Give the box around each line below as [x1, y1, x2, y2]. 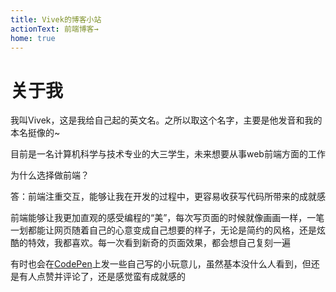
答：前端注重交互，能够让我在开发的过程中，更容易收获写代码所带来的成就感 [10, 191, 326, 203]
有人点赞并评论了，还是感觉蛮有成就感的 [18, 271, 186, 283]
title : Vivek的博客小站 [10, 14, 102, 25]
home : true [10, 33, 56, 43]
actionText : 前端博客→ [10, 24, 99, 34]
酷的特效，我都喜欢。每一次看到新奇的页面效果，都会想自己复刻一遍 [10, 237, 291, 249]
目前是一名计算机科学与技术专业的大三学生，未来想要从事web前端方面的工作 [10, 148, 326, 160]
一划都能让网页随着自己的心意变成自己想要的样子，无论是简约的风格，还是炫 [10, 224, 326, 236]
